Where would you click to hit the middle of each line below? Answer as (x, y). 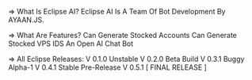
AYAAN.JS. (27, 20)
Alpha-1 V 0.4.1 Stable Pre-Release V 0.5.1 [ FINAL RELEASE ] (108, 67)
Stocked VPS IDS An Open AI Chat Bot (71, 44)
